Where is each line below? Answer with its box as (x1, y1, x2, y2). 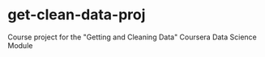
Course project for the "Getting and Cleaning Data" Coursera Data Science (7, 32, 257, 42)
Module (7, 40, 33, 50)
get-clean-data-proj (7, 6, 146, 24)
